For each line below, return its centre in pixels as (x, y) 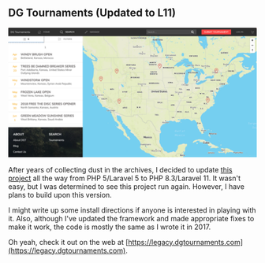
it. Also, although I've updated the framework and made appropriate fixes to (131, 218)
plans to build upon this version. (60, 194)
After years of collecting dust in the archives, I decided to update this (120, 169)
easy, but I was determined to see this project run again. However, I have (126, 186)
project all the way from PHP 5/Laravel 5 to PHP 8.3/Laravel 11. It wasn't (125, 178)
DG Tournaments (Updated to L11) (92, 13)
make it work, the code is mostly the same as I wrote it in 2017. (110, 227)
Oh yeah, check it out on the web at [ (68, 242)
